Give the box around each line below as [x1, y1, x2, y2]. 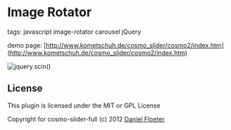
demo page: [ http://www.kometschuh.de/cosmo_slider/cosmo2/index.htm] [7, 41, 224, 49]
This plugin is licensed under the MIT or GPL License [7, 101, 161, 110]
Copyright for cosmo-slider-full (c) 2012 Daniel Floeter [7, 115, 166, 123]
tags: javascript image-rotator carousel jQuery [7, 27, 142, 36]
